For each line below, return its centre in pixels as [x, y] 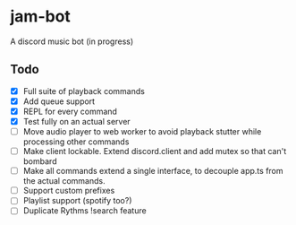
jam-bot [40, 17]
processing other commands [76, 142]
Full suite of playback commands [84, 91]
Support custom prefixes [69, 191]
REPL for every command [70, 111]
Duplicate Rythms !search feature [85, 211]
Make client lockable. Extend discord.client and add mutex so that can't [155, 151]
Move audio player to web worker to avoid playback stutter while [142, 131]
